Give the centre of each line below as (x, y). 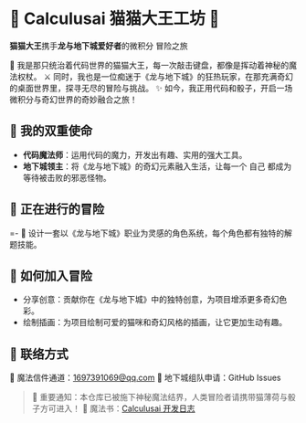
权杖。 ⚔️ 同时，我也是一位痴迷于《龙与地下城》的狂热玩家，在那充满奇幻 (155, 76)
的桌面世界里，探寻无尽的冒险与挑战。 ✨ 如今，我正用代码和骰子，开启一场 (151, 88)
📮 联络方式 (39, 354)
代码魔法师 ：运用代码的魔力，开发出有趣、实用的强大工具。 (135, 154)
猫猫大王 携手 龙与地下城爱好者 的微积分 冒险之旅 (99, 46)
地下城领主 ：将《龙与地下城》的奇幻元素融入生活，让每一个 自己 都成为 (157, 166)
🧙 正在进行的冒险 (57, 210)
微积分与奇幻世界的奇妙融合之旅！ (74, 99)
